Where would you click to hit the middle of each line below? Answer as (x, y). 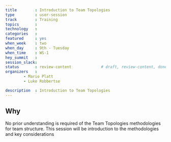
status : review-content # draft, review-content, (81, 67)
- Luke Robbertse (42, 81)
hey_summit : (21, 57)
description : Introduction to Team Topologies (58, 90)
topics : (21, 24)
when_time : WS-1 (27, 53)
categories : (21, 34)
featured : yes (26, 39)
